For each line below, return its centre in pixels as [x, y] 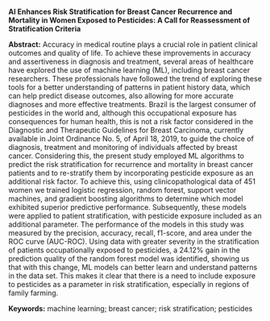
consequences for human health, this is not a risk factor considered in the [131, 121]
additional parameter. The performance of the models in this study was [126, 224]
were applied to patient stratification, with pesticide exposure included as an [135, 216]
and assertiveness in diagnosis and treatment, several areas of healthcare [131, 61]
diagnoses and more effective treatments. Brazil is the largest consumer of [132, 104]
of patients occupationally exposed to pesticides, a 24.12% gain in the [124, 250]
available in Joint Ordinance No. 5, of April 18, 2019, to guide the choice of [131, 139]
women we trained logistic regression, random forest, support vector [123, 190]
